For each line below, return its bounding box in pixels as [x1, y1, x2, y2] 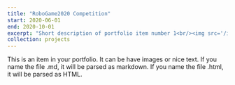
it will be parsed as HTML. [7, 70, 83, 79]
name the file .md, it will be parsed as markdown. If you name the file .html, [7, 63, 224, 71]
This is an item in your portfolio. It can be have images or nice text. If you [7, 55, 217, 63]
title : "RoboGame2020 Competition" [7, 10, 111, 17]
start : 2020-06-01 [7, 17, 61, 24]
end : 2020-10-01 [7, 23, 55, 30]
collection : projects [7, 36, 71, 43]
